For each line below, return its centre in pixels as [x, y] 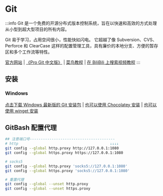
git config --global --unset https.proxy [48, 189]
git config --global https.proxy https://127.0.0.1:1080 [64, 153]
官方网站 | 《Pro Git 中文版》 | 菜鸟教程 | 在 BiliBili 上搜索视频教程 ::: [73, 62]
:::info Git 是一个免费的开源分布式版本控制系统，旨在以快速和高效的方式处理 [81, 23]
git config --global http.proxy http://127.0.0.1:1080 [62, 148]
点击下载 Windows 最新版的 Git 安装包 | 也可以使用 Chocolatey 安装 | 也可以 [81, 105]
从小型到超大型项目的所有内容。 [37, 29]
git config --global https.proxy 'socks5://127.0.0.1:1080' [68, 171]
